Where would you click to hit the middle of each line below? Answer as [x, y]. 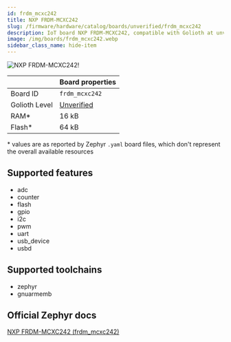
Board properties [88, 82]
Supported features [50, 173]
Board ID [25, 94]
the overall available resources [51, 151]
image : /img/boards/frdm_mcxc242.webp [63, 39]
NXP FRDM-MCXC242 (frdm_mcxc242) [63, 332]
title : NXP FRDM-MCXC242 [43, 20]
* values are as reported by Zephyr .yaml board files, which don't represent [114, 144]
